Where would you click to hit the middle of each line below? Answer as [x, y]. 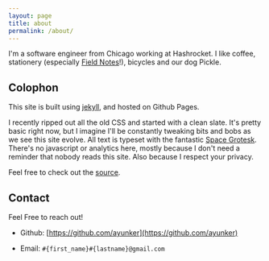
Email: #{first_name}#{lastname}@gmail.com [92, 248]
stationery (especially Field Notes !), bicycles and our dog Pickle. [115, 62]
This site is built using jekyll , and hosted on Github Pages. [104, 107]
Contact [29, 198]
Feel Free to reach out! [46, 217]
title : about [30, 23]
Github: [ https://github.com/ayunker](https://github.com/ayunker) [129, 233]
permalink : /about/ [41, 31]
